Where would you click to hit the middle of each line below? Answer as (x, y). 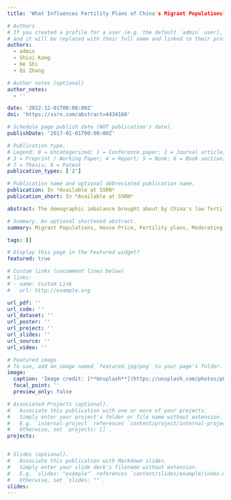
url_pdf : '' (24, 303)
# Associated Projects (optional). (58, 404)
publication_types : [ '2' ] (44, 171)
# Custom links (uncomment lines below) (66, 271)
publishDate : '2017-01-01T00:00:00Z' (61, 133)
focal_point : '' (36, 385)
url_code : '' (26, 309)
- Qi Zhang (29, 70)
